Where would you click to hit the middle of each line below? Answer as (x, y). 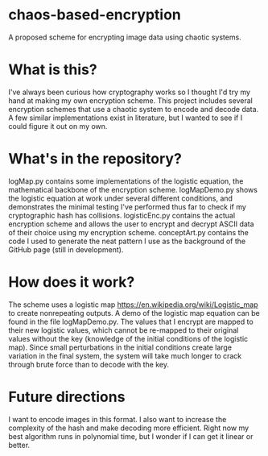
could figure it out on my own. (58, 126)
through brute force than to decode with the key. (89, 364)
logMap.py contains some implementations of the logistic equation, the (126, 181)
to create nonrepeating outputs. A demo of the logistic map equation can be (134, 313)
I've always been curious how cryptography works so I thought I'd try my (130, 92)
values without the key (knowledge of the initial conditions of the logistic (128, 338)
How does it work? (72, 282)
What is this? (53, 70)
